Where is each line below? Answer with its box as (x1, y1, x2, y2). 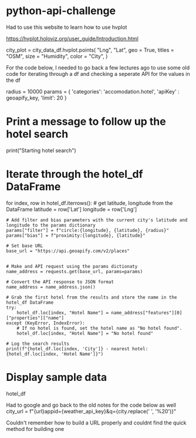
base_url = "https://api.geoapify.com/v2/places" (6, 248, 130, 254)
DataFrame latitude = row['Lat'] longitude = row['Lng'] (6, 205, 137, 213)
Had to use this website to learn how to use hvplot (6, 24, 127, 31)
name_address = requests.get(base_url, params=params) (6, 268, 143, 274)
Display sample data (6, 371, 107, 384)
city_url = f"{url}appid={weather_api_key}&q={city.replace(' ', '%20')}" (6, 407, 177, 414)
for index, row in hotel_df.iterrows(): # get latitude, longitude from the (6, 199, 173, 207)
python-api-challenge (6, 4, 116, 18)
